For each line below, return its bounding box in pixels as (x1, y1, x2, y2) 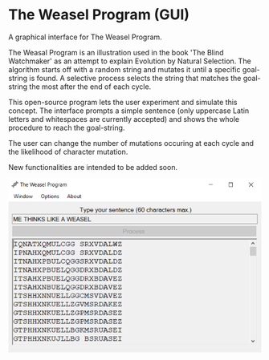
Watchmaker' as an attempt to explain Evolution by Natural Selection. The (8, 56, 251, 66)
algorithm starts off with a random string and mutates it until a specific (8, 64, 241, 74)
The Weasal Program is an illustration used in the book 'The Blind (8, 47, 224, 57)
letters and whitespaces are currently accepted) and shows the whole (8, 114, 239, 123)
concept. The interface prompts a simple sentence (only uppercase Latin (8, 106, 250, 115)
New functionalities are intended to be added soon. (8, 162, 178, 172)
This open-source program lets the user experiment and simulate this (8, 97, 238, 107)
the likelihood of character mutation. (8, 147, 128, 156)
